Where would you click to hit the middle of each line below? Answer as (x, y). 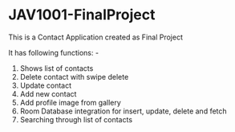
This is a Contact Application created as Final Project (95, 37)
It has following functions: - (53, 52)
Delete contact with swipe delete (74, 76)
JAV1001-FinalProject (82, 15)
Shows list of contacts (57, 68)
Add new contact (48, 93)
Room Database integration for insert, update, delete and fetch (123, 111)
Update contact (46, 85)
